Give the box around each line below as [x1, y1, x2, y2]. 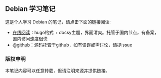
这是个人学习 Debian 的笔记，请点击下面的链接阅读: [5, 19, 111, 25]
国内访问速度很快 [12, 35, 48, 41]
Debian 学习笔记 [5, 4, 56, 13]
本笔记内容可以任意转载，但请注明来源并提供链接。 [5, 68, 110, 74]
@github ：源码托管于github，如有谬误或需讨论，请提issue [12, 42, 133, 48]
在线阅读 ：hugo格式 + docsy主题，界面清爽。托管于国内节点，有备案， [12, 29, 159, 35]
